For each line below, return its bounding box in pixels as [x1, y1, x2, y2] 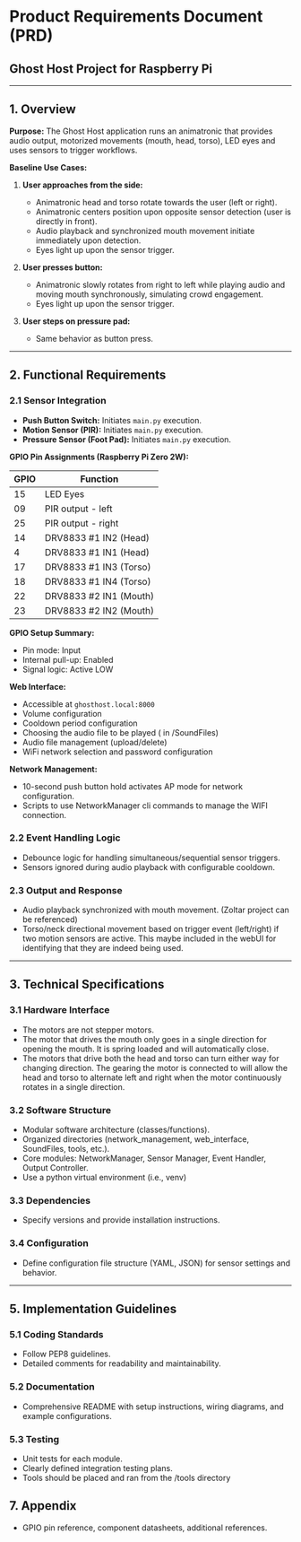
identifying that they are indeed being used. [21, 943, 184, 954]
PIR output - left [44, 502, 113, 515]
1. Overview [9, 101, 76, 118]
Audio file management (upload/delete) [21, 736, 168, 747]
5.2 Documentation [9, 1381, 96, 1393]
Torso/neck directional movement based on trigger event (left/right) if [21, 924, 279, 935]
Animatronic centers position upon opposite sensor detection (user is [35, 206, 291, 217]
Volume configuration [21, 708, 103, 719]
